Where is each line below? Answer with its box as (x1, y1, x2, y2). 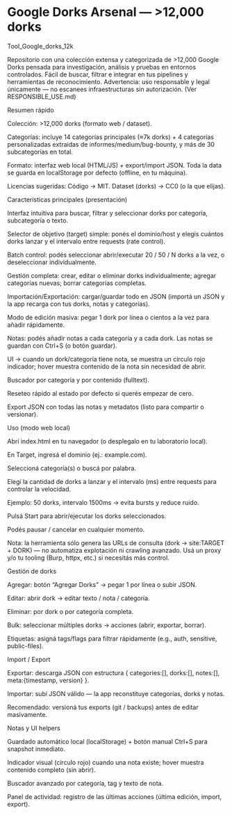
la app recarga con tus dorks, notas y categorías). (7, 300, 151, 308)
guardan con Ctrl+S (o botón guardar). (7, 341, 117, 350)
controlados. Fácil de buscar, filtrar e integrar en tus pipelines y (7, 70, 189, 79)
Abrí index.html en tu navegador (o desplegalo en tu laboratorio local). (7, 437, 208, 445)
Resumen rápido (7, 106, 54, 114)
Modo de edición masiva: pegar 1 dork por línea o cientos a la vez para (7, 313, 210, 321)
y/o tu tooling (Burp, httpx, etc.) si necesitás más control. (7, 554, 170, 562)
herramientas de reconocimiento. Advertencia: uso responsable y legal (7, 77, 210, 86)
